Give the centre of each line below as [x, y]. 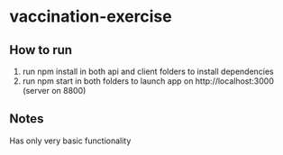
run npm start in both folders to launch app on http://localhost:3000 [148, 81]
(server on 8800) [54, 91]
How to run [41, 50]
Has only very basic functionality [70, 141]
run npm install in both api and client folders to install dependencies [148, 71]
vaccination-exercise [91, 17]
